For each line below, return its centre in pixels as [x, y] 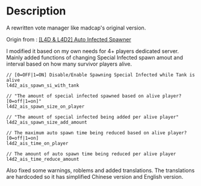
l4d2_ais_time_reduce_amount [43, 159]
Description [36, 11]
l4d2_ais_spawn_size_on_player [45, 107]
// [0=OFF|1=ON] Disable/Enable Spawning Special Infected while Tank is [101, 75]
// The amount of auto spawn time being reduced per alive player [91, 154]
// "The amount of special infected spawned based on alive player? [94, 96]
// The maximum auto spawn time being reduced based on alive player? [97, 133]
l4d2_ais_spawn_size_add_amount [47, 122]
